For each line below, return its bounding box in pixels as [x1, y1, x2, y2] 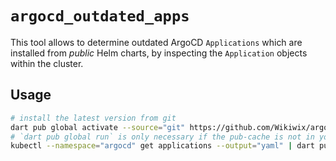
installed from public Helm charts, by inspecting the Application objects [10, 47, 308, 59]
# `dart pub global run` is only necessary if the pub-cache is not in [10, 132, 315, 142]
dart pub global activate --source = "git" [10, 122, 186, 132]
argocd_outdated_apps [10, 7, 190, 26]
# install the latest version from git [10, 113, 177, 123]
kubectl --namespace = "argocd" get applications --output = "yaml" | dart [10, 141, 315, 151]
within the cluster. [10, 57, 84, 69]
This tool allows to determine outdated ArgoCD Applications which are [10, 36, 303, 48]
